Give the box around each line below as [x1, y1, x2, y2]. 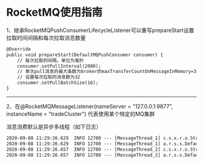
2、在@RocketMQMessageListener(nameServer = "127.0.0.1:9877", [6, 102, 173, 110]
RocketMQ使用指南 [6, 5, 103, 19]
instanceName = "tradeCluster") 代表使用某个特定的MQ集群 [6, 110, 155, 118]
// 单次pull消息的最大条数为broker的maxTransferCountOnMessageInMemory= [17, 69, 194, 75]
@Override [6, 46, 31, 52]
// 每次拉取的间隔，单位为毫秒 [17, 57, 84, 63]
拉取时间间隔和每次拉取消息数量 [6, 34, 86, 41]
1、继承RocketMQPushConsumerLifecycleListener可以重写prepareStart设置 [6, 27, 195, 34]
